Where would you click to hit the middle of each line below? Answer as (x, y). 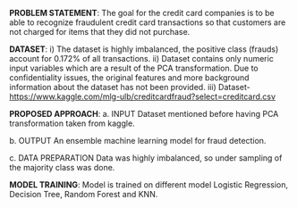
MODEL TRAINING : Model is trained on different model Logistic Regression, (149, 185)
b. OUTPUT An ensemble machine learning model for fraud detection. (138, 141)
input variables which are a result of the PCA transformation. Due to (134, 68)
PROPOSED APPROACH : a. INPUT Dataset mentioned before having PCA (144, 114)
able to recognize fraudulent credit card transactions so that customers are (148, 22)
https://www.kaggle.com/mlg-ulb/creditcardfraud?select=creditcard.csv (142, 96)
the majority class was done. (62, 167)
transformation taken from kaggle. (72, 123)
